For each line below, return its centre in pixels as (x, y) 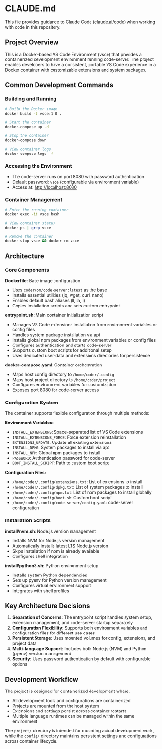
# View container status (30, 223)
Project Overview (32, 43)
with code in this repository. (33, 27)
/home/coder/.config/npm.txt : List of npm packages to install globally (82, 492)
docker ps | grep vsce (28, 228)
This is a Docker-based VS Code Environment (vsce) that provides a (73, 54)
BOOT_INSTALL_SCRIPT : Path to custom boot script (61, 463)
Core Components (27, 270)
